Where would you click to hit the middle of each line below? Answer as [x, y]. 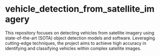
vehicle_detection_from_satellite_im [80, 9]
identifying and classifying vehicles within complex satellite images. [73, 48]
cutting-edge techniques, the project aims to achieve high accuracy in [76, 43]
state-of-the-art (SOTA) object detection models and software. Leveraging [80, 38]
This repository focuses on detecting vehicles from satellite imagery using [80, 33]
